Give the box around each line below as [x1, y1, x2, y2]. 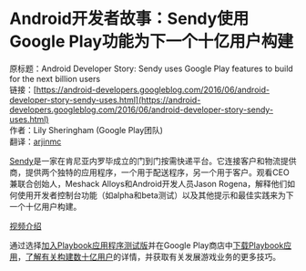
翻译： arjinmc [9, 136, 62, 147]
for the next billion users [9, 73, 101, 84]
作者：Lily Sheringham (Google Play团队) [9, 124, 164, 135]
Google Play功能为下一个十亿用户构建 [9, 31, 294, 52]
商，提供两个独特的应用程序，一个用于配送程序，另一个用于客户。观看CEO [9, 166, 290, 178]
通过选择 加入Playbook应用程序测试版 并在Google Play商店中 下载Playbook [9, 239, 284, 251]
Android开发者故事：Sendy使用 [9, 8, 250, 29]
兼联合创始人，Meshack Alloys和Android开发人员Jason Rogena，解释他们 [9, 178, 288, 189]
